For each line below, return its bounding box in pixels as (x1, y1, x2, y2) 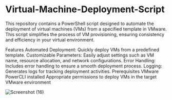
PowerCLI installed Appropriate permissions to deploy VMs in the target (5, 73, 157, 80)
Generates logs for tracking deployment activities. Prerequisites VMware (5, 68, 159, 74)
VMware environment (5, 79, 51, 85)
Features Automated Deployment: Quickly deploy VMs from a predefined (5, 46, 160, 53)
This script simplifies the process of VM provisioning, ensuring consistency (5, 31, 165, 37)
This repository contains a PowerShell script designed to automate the (5, 20, 154, 27)
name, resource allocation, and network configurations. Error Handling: (5, 57, 156, 63)
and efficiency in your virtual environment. (5, 37, 95, 43)
